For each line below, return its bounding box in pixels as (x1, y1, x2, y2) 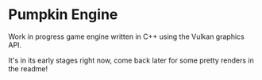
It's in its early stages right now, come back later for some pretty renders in (8, 55, 254, 65)
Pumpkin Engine (8, 6, 118, 24)
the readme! (8, 63, 48, 73)
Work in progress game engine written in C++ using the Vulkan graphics (8, 32, 245, 41)
